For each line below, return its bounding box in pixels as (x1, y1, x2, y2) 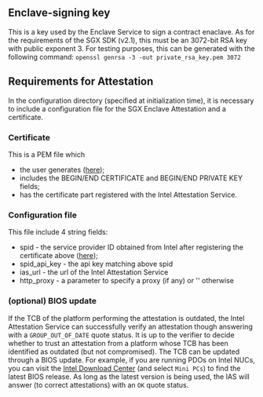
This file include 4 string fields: (8, 228, 108, 237)
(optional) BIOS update (8, 296, 97, 307)
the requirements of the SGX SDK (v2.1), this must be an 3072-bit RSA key (8, 35, 247, 45)
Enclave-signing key (8, 6, 111, 20)
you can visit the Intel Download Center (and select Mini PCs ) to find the (8, 363, 241, 373)
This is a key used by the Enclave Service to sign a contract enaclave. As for (8, 27, 255, 36)
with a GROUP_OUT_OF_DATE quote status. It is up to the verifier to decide (8, 330, 235, 340)
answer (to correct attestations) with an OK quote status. (8, 380, 189, 389)
